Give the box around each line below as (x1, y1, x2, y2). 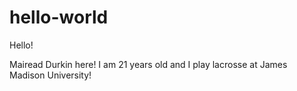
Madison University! (9, 69, 92, 81)
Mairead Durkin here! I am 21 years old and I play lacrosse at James (9, 58, 288, 70)
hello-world (9, 6, 109, 29)
